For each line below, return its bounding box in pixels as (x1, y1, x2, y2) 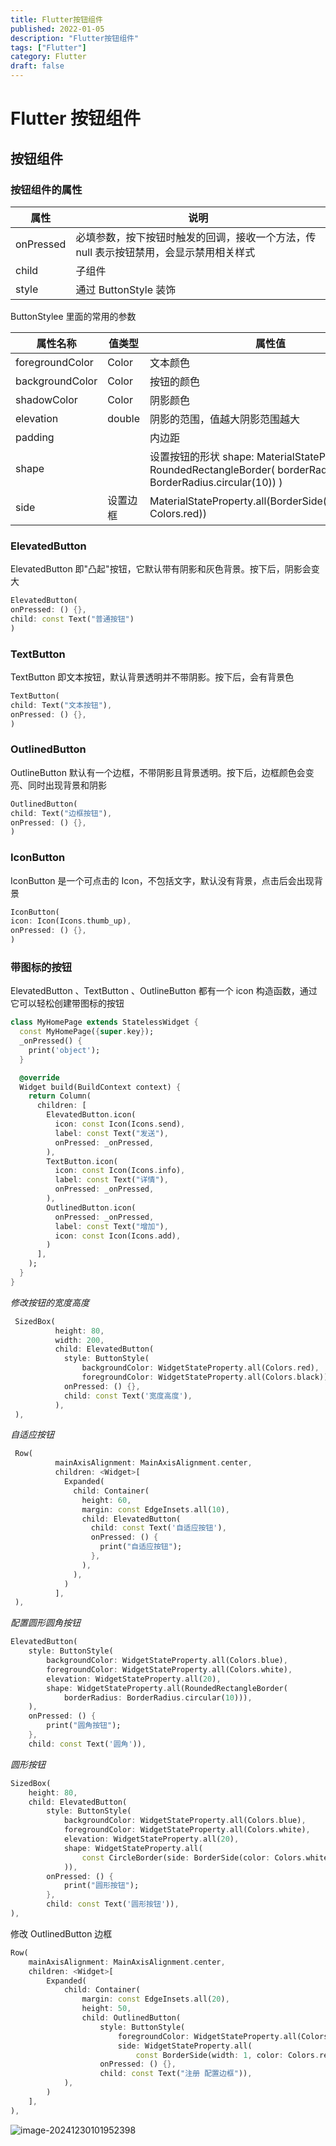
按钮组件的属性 (10, 182, 83, 196)
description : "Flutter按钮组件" (10, 33, 140, 43)
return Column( (28, 1091, 92, 1101)
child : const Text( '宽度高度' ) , (63, 1391, 193, 1401)
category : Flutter (10, 52, 87, 62)
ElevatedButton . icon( (46, 1110, 137, 1120)
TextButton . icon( (46, 1156, 118, 1166)
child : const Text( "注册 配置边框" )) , (99, 2069, 253, 2079)
